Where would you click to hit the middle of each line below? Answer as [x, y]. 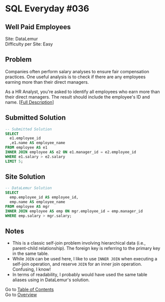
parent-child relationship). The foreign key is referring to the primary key [86, 249]
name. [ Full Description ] [30, 102]
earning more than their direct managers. [47, 82]
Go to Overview [21, 295]
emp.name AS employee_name [37, 202]
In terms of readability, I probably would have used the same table [80, 275]
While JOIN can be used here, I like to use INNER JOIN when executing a [85, 259]
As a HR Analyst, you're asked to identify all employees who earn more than [82, 92]
